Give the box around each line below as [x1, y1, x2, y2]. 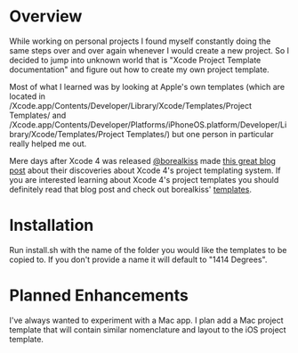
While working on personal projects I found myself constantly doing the [9, 36, 271, 46]
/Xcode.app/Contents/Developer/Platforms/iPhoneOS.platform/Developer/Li [9, 119, 287, 130]
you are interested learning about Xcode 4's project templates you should [9, 174, 279, 185]
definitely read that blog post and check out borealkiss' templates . [9, 184, 252, 194]
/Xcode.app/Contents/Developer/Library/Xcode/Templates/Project [9, 100, 252, 111]
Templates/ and [9, 110, 67, 120]
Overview [9, 6, 83, 27]
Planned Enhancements [9, 285, 189, 306]
